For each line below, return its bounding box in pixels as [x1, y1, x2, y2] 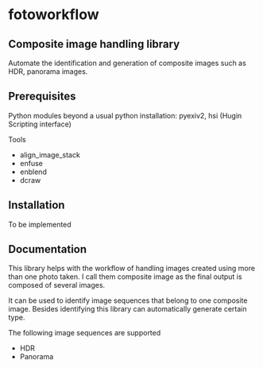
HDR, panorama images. [8, 67, 88, 76]
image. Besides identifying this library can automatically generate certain [8, 304, 247, 314]
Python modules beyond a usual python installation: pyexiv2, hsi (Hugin [8, 110, 242, 120]
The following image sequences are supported [8, 328, 161, 338]
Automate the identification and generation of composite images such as [8, 58, 246, 68]
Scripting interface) [8, 119, 72, 129]
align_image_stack [19, 149, 81, 160]
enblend [19, 167, 48, 176]
